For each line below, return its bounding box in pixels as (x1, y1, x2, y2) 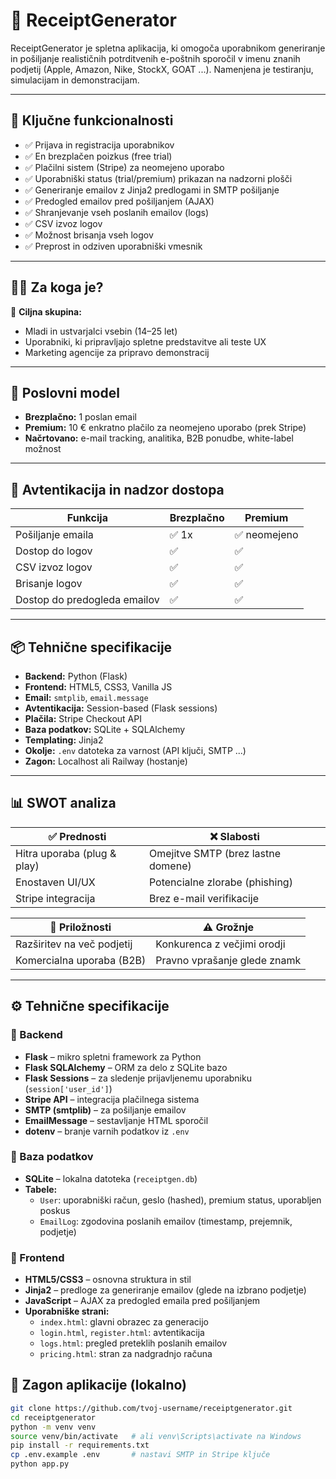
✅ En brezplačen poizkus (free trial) (24, 150, 173, 162)
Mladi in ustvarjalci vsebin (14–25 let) (24, 325, 178, 337)
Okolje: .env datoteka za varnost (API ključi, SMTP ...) (24, 745, 247, 756)
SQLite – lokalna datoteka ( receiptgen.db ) (24, 1172, 198, 1184)
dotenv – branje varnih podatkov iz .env (24, 1125, 190, 1137)
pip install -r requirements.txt (10, 1440, 150, 1451)
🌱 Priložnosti (49, 920, 112, 934)
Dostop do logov (15, 544, 93, 558)
